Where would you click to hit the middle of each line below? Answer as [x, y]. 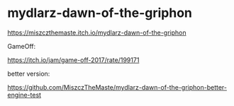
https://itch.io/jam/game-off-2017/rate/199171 [73, 60]
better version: [29, 73]
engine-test [24, 95]
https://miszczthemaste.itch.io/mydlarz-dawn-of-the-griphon [97, 33]
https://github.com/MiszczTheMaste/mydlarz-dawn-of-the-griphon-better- [117, 87]
